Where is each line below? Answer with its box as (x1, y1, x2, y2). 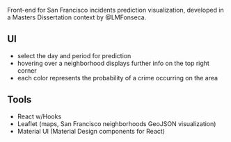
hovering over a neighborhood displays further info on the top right (17, 59, 210, 67)
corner (17, 66, 37, 75)
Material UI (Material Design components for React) (17, 127, 166, 135)
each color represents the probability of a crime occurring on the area (17, 73, 218, 82)
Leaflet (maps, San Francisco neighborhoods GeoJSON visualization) (17, 119, 216, 127)
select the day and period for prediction (17, 51, 132, 60)
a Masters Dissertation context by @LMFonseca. (7, 13, 147, 21)
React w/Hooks (17, 112, 62, 121)
